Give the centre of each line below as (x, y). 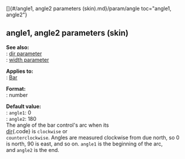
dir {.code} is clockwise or (37, 131)
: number (17, 95)
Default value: (23, 106)
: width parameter (28, 60)
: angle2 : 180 (21, 119)
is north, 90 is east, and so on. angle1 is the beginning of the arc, (85, 144)
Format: (16, 89)
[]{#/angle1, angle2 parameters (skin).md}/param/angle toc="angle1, (89, 9)
